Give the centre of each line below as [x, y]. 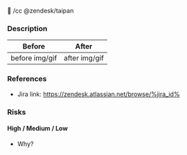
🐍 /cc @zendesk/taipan [41, 11]
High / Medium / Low [37, 129]
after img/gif [83, 58]
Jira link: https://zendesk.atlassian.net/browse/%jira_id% [98, 94]
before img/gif [34, 58]
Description [27, 28]
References [27, 79]
